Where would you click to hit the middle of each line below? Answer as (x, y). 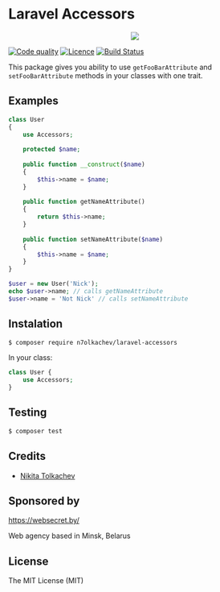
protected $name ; (52, 150)
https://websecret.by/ (44, 520)
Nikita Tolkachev (47, 475)
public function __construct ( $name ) (84, 164)
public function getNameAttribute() (84, 202)
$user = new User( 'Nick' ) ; (53, 284)
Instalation (35, 324)
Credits (27, 456)
